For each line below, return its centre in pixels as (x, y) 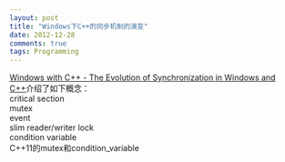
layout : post (34, 18)
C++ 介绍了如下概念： (50, 88)
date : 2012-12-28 (42, 35)
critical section (37, 99)
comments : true (38, 43)
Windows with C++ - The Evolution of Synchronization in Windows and (142, 77)
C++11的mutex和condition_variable (74, 148)
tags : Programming (44, 52)
